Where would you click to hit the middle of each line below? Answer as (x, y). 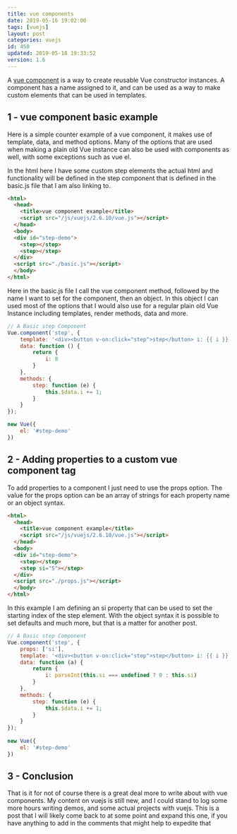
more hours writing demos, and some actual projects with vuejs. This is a (114, 808)
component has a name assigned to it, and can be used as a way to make (114, 87)
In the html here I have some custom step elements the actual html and (110, 170)
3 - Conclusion (41, 776)
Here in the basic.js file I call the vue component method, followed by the (114, 290)
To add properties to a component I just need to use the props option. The (115, 488)
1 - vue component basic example (83, 117)
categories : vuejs (34, 40)
